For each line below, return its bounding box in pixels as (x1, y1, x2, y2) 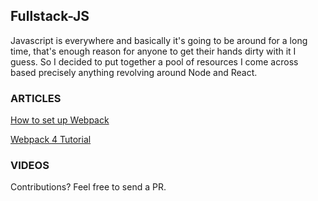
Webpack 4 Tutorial (10, 134, 92, 146)
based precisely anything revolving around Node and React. (10, 66, 258, 78)
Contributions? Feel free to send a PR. (10, 181, 167, 193)
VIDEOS (10, 159, 50, 173)
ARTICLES (10, 91, 62, 105)
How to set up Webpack (10, 114, 110, 126)
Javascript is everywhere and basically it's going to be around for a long (10, 34, 308, 46)
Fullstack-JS (10, 8, 90, 25)
